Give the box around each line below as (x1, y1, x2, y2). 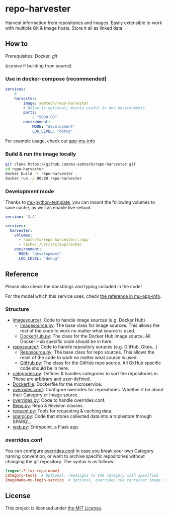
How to (5, 40, 28, 48)
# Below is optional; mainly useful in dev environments (23, 105, 145, 111)
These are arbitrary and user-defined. (12, 376, 92, 382)
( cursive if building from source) (5, 62, 72, 68)
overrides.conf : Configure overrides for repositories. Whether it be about (12, 386, 163, 392)
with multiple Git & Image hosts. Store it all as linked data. (5, 25, 124, 31)
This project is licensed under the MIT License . (5, 505, 103, 511)
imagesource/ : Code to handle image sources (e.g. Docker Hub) (12, 317, 145, 323)
